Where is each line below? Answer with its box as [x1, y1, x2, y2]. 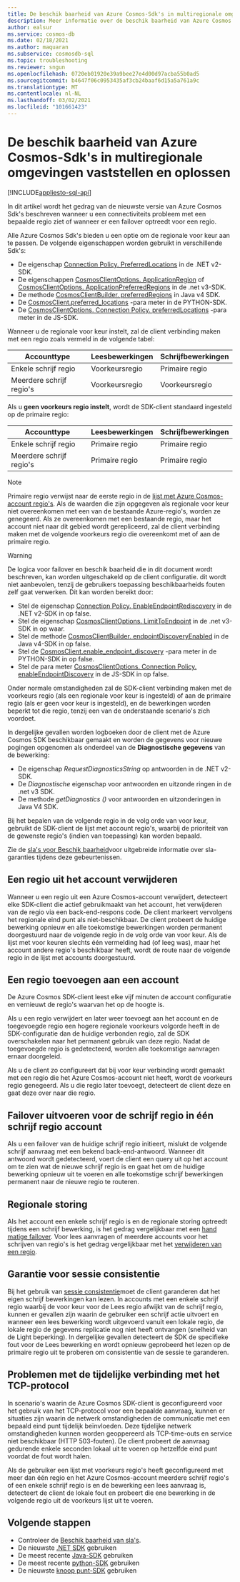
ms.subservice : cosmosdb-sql [7, 51, 94, 58]
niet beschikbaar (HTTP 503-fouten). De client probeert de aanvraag [7, 1436, 210, 1445]
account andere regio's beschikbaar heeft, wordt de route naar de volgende [7, 946, 231, 954]
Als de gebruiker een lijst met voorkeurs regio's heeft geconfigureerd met [7, 1466, 224, 1474]
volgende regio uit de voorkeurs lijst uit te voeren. [7, 1496, 154, 1504]
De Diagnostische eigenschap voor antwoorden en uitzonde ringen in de [17, 779, 232, 788]
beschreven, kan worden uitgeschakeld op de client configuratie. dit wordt [7, 572, 226, 581]
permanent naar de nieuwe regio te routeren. [7, 1178, 139, 1186]
